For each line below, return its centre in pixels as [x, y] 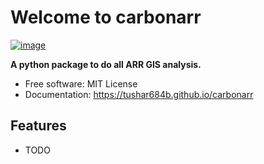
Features [38, 126]
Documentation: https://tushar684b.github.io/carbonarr [139, 94]
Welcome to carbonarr [106, 17]
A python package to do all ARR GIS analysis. [106, 64]
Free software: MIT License [81, 83]
